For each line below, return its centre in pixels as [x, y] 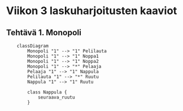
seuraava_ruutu [56, 97]
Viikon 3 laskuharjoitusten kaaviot [91, 11]
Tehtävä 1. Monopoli [44, 33]
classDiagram [33, 46]
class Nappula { [47, 92]
